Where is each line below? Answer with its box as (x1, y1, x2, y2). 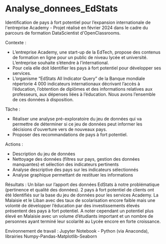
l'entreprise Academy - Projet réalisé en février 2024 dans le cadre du (5, 24, 148, 30)
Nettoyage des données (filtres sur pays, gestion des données (12, 156, 140, 162)
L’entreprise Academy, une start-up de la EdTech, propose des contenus (12, 49, 161, 55)
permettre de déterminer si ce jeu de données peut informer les (12, 121, 143, 127)
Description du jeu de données (12, 151, 75, 157)
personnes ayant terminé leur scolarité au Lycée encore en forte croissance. (5, 218, 161, 224)
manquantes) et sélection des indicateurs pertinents (12, 161, 119, 167)
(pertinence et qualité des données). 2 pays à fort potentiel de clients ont (5, 186, 155, 192)
